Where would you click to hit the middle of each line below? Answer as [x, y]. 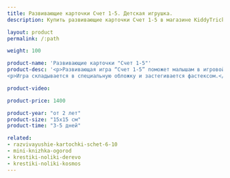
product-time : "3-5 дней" [44, 126]
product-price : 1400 [37, 101]
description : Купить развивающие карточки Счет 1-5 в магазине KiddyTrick [116, 20]
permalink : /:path [33, 38]
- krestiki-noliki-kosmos [44, 164]
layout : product [30, 32]
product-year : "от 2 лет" [44, 113]
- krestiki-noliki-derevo [44, 157]
